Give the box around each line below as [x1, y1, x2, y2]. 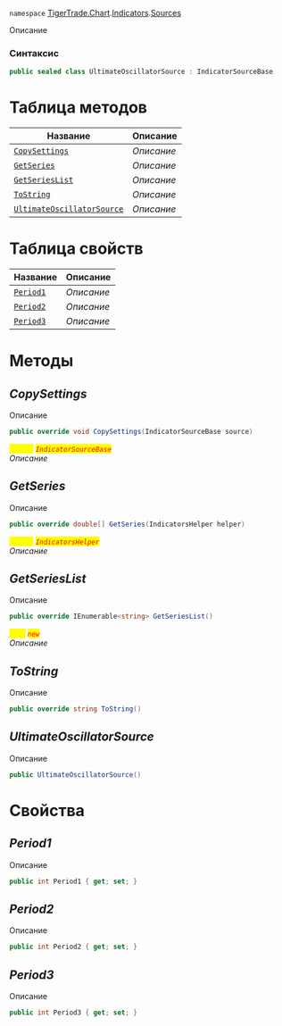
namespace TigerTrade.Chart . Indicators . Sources [9, 8, 181, 18]
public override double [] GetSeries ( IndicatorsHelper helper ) [9, 520, 245, 529]
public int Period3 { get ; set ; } [9, 1008, 138, 1017]
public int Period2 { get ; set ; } [9, 942, 138, 952]
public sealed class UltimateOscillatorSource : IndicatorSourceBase [9, 67, 274, 77]
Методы [9, 351, 74, 371]
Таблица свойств [9, 238, 144, 259]
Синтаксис [9, 46, 60, 59]
